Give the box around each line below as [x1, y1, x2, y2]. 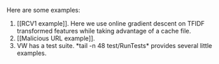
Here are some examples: [6, 6, 81, 14]
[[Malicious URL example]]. [16, 34, 95, 42]
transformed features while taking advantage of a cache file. [16, 27, 192, 35]
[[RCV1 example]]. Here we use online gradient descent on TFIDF [16, 19, 205, 27]
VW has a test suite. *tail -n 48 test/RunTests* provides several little [16, 42, 213, 49]
